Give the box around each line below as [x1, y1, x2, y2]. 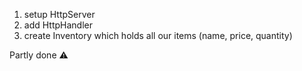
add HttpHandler [23, 19, 94, 31]
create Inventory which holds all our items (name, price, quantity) [23, 30, 293, 41]
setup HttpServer [23, 9, 96, 20]
